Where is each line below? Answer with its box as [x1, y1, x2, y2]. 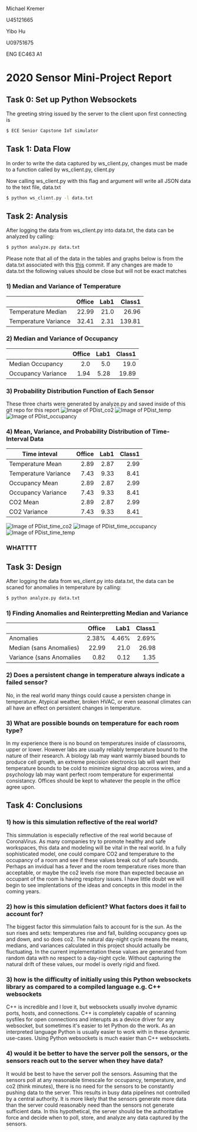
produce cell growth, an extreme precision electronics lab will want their [6, 758, 181, 765]
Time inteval [22, 450, 58, 458]
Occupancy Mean [9, 479, 58, 487]
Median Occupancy [9, 359, 64, 368]
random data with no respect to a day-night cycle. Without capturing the [6, 954, 181, 961]
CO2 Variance [9, 508, 48, 516]
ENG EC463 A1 [6, 51, 42, 58]
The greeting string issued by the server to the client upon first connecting [6, 110, 187, 117]
